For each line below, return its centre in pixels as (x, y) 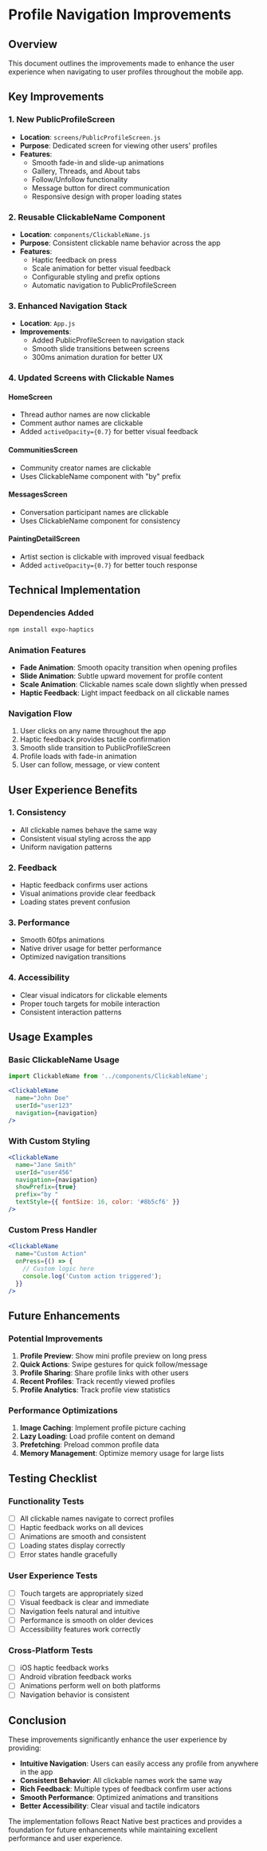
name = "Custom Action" (51, 1254)
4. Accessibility (39, 978)
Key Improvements (56, 97)
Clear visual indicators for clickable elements (93, 995)
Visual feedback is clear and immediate (84, 1602)
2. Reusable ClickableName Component (87, 217)
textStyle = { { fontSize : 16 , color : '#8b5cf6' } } (98, 1202)
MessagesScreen (38, 494)
